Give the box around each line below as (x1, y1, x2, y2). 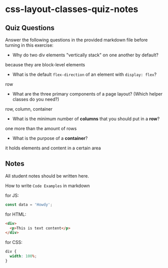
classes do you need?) (12, 97, 59, 102)
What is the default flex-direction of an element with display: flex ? (12, 71, 157, 77)
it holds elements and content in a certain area (5, 145, 101, 151)
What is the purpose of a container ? (12, 135, 88, 141)
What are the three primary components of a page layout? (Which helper (12, 91, 163, 97)
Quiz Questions (5, 24, 55, 32)
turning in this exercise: (5, 42, 54, 48)
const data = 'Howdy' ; (5, 202, 53, 207)
